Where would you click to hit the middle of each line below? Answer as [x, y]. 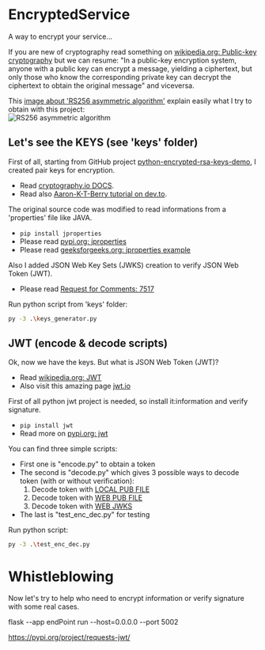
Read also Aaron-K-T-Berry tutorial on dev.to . [93, 194]
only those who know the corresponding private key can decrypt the [120, 77]
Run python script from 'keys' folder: [68, 304]
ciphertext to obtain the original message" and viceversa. [102, 86]
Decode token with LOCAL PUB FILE [91, 489]
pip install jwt [46, 426]
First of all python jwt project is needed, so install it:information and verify [128, 401]
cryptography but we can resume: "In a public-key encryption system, [123, 60]
